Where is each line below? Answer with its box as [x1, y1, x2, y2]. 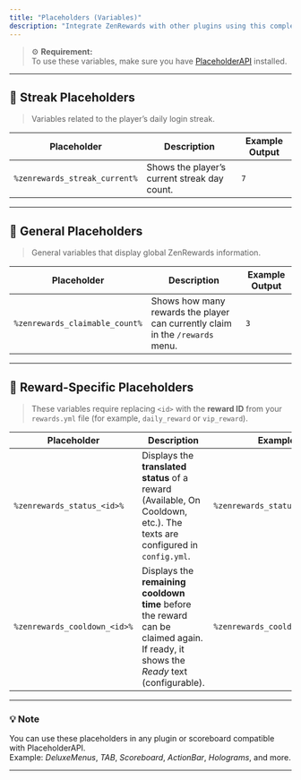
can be [142, 620, 171, 632]
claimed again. [142, 631, 203, 644]
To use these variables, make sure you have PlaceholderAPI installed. [30, 56, 288, 66]
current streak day [146, 172, 224, 184]
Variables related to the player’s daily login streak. [30, 114, 215, 124]
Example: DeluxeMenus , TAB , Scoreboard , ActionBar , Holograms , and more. [9, 752, 291, 763]
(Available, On [142, 493, 201, 506]
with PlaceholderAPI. [9, 742, 86, 753]
